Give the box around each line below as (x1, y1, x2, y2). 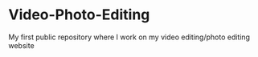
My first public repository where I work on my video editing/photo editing (8, 32, 251, 42)
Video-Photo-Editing (8, 6, 150, 24)
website (8, 40, 35, 50)
